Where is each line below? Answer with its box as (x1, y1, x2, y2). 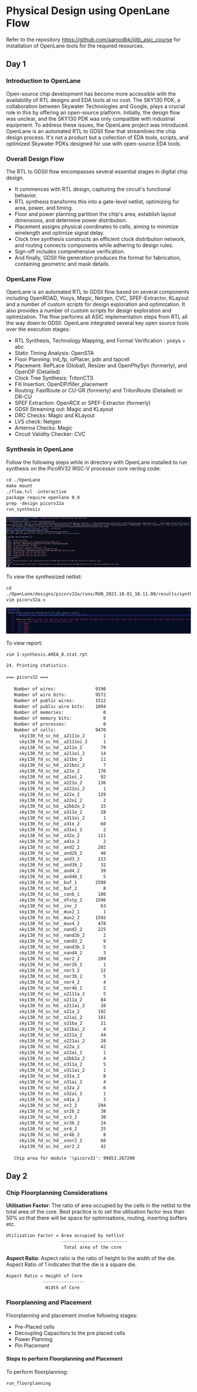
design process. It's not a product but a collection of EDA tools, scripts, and (6, 134, 189, 141)
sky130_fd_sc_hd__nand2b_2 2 (19, 932, 107, 938)
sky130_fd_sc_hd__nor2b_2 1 (19, 961, 107, 967)
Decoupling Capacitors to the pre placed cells (14, 1329, 125, 1336)
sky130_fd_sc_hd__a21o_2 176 (19, 768, 107, 774)
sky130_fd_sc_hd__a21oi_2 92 (19, 774, 107, 780)
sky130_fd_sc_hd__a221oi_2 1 (19, 785, 107, 791)
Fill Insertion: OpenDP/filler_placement (14, 381, 108, 388)
